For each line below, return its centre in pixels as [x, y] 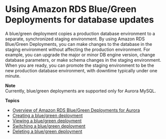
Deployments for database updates [80, 20]
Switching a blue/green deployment [49, 126]
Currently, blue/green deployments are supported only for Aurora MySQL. [81, 91]
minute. [13, 76]
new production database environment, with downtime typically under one [81, 70]
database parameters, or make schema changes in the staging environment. [83, 60]
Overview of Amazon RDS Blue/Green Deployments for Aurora [76, 110]
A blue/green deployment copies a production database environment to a [80, 33]
